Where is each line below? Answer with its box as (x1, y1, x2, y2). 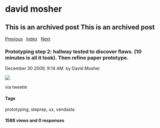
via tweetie (5, 84, 27, 90)
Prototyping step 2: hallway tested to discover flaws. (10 (5, 48, 142, 55)
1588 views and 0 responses (5, 118, 65, 124)
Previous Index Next (5, 36, 50, 42)
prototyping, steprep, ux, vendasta (5, 106, 75, 112)
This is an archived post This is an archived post (5, 23, 155, 31)
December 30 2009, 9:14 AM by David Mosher (5, 65, 100, 72)
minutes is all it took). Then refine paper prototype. (5, 54, 129, 61)
